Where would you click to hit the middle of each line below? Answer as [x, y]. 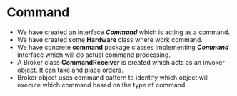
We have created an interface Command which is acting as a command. [123, 32]
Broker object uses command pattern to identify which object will [113, 77]
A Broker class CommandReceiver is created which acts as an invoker [121, 62]
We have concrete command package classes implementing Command [123, 47]
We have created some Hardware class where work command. [110, 39]
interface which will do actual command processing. [94, 55]
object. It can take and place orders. [70, 70]
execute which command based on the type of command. [102, 85]
